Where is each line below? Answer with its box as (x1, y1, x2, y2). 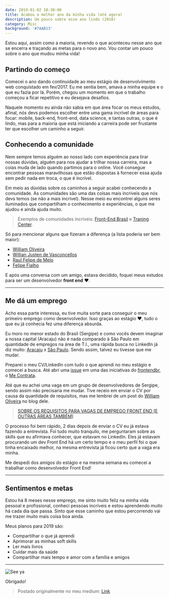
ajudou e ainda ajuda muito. (5, 206, 63, 212)
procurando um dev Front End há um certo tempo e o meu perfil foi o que (5, 439, 157, 445)
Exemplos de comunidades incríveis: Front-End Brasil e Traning (17, 216, 149, 222)
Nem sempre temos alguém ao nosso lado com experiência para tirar (5, 154, 148, 160)
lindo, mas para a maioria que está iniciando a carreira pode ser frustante (5, 120, 157, 126)
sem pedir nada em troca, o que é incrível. (5, 175, 93, 181)
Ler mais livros (12, 544, 43, 550)
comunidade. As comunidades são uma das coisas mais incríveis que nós (5, 190, 158, 196)
